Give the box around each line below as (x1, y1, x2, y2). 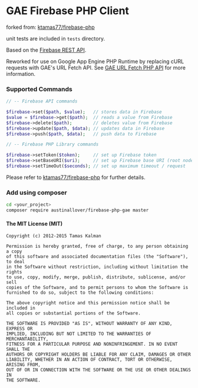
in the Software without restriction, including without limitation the (6, 264, 189, 270)
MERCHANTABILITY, (6, 336, 49, 342)
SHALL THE (6, 346, 31, 353)
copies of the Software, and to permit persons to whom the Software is (6, 284, 189, 291)
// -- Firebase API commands (6, 98, 78, 104)
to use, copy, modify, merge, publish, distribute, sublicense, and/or (6, 274, 186, 280)
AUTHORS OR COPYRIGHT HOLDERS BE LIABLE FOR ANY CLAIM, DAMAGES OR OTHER (6, 351, 192, 357)
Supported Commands (6, 85, 72, 93)
